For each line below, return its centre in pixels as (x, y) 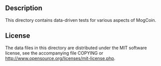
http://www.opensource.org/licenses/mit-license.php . (60, 58)
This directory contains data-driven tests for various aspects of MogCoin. (81, 20)
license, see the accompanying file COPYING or (54, 53)
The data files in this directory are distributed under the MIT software (76, 48)
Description (24, 8)
